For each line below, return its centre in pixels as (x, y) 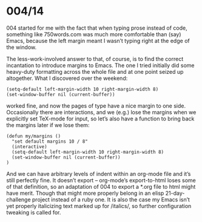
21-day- (175, 193)
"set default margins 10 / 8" (50, 141)
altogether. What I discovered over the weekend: (67, 78)
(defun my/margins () (34, 136)
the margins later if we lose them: (48, 125)
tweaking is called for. (34, 212)
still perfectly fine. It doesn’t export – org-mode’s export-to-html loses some (101, 180)
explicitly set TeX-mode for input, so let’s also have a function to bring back (100, 119)
